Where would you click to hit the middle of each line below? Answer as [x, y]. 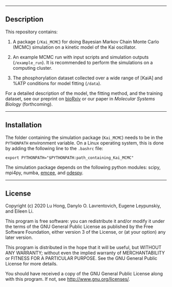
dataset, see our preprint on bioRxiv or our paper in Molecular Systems [80, 98]
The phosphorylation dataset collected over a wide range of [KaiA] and [88, 78]
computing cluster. [33, 68]
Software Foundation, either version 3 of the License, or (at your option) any [85, 232]
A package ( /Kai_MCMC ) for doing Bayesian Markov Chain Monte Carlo [86, 42]
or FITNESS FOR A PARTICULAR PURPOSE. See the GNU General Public [81, 258]
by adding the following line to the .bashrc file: [54, 148]
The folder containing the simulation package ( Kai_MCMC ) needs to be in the [84, 137]
